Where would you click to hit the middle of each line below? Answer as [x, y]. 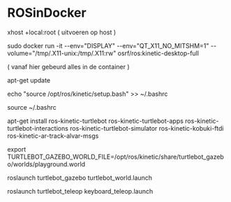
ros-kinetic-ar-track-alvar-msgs [53, 136]
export [17, 149]
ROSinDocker [47, 13]
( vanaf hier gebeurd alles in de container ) [69, 66]
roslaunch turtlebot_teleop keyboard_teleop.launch [80, 191]
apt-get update [29, 80]
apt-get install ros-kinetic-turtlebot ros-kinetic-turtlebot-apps [95, 121]
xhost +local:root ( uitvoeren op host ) [62, 32]
